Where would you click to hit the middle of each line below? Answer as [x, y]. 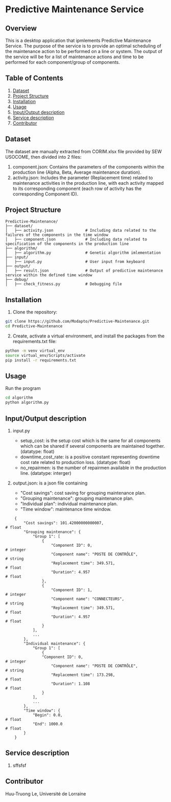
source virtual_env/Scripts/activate [45, 355]
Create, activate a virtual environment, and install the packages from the [89, 336]
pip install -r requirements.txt [41, 360]
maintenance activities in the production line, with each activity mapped [88, 183]
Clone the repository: [35, 312]
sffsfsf [19, 765]
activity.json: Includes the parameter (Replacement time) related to [83, 178]
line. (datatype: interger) [46, 473]
